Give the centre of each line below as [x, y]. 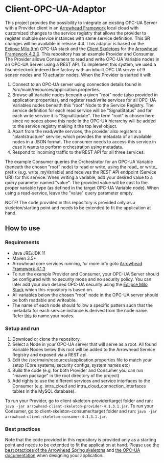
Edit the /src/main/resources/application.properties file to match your [82, 360]
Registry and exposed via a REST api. [50, 354]
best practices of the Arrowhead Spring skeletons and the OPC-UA [73, 450]
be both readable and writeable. [44, 300]
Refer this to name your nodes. [43, 316]
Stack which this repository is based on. [52, 289]
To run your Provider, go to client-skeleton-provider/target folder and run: [79, 401]
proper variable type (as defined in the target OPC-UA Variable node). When [82, 188]
